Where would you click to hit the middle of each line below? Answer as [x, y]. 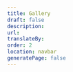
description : [26, 26]
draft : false [26, 20]
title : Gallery [29, 13]
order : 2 [20, 45]
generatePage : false [37, 58]
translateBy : [26, 39]
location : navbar [32, 52]
